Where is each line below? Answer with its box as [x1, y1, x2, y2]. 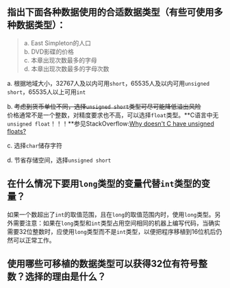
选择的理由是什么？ [25, 271, 106, 283]
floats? [7, 127, 26, 135]
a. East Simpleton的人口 [23, 38, 91, 47]
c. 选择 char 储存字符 [7, 141, 63, 149]
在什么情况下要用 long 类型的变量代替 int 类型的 [7, 178, 202, 190]
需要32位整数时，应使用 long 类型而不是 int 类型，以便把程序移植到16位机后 [7, 227, 216, 235]
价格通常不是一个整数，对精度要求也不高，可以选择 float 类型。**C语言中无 [7, 110, 219, 119]
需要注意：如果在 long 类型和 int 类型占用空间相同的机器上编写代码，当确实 [12, 219, 221, 227]
